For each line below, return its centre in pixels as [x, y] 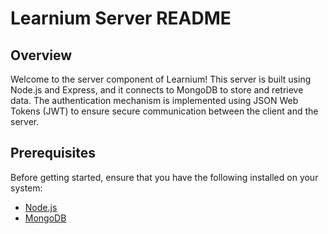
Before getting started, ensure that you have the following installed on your [164, 177]
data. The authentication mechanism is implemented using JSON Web [154, 100]
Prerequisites [53, 153]
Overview [41, 55]
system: [26, 188]
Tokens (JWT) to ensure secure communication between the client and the [164, 111]
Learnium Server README [121, 18]
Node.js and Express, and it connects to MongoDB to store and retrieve [157, 90]
